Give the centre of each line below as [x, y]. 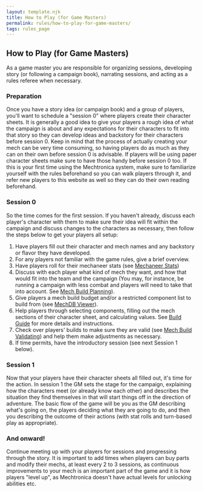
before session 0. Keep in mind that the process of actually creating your [97, 141]
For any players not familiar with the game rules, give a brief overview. [102, 259]
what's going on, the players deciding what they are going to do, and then [98, 410]
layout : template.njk [34, 12]
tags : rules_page [28, 29]
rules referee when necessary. [44, 81]
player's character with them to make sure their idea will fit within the [92, 222]
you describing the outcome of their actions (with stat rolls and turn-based [99, 416]
